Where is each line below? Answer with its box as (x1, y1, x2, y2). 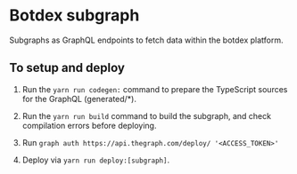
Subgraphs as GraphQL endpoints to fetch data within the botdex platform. (9, 35, 284, 45)
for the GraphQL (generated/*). (21, 93, 136, 104)
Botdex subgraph (9, 5, 140, 26)
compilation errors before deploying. (21, 120, 157, 130)
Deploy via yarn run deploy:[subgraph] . (21, 154, 170, 165)
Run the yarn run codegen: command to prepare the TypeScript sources (21, 83, 288, 94)
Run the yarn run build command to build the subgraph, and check (21, 110, 272, 121)
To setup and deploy (9, 60, 125, 75)
